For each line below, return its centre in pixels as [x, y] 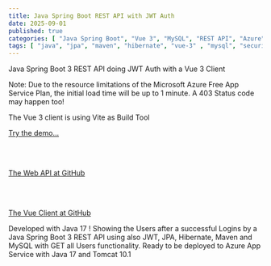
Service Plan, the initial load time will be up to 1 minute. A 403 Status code [131, 93]
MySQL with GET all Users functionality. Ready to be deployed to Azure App [135, 246]
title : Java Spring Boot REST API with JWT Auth [92, 16]
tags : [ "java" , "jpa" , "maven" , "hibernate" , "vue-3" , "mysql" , [122, 46]
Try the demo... [33, 133]
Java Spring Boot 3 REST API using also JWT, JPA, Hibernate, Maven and [130, 237]
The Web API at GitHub [47, 173]
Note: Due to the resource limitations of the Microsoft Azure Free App [124, 85]
